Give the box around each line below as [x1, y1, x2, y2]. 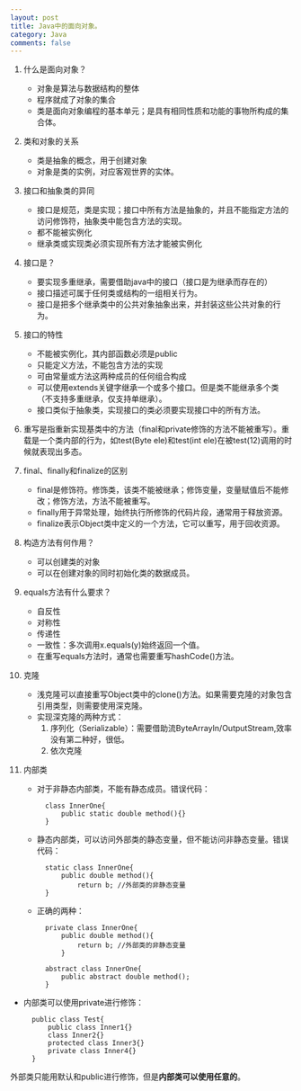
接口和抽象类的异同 [22, 185, 95, 196]
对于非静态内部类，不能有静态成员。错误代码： [36, 783, 210, 794]
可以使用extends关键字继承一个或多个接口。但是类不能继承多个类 [36, 382, 279, 393]
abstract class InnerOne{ [44, 964, 142, 974]
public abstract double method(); [60, 972, 190, 981]
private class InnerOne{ [44, 924, 138, 933]
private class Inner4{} [47, 1047, 137, 1056]
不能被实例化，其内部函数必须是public [36, 348, 178, 360]
